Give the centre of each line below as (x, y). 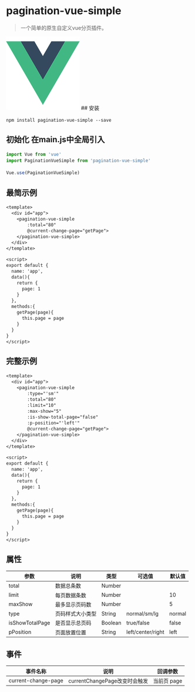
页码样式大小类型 (76, 614)
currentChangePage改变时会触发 (108, 681)
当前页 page (168, 681)
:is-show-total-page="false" (63, 417)
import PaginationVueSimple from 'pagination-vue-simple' (78, 161)
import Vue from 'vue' (34, 154)
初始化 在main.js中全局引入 (56, 140)
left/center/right (145, 632)
